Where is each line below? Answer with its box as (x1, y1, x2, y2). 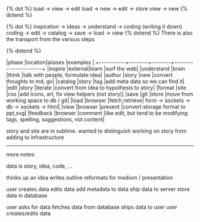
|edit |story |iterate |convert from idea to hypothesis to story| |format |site (6, 84, 186, 91)
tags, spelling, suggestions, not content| (6, 116, 105, 123)
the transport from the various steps (6, 36, 95, 42)
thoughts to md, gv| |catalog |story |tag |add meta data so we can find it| (6, 78, 185, 85)
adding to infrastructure (6, 134, 64, 141)
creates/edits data (6, 210, 51, 217)
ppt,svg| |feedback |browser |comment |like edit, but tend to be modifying (6, 110, 188, 116)
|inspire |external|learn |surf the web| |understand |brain (46, 65, 186, 72)
